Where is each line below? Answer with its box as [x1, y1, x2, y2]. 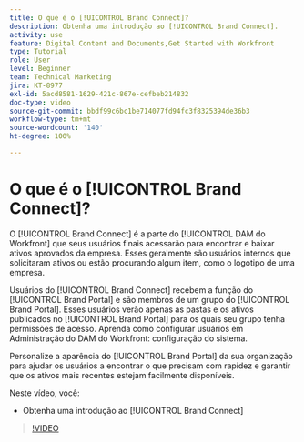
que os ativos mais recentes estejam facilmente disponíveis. [9, 369, 235, 380]
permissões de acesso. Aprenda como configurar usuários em [9, 323, 244, 334]
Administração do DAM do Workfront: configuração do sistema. [9, 333, 248, 344]
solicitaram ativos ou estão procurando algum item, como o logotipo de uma [9, 256, 296, 268]
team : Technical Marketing [9, 73, 112, 82]
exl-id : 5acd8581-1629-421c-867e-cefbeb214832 [9, 89, 189, 98]
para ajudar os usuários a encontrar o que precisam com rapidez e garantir [9, 360, 291, 371]
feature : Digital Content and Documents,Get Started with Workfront [9, 38, 275, 48]
